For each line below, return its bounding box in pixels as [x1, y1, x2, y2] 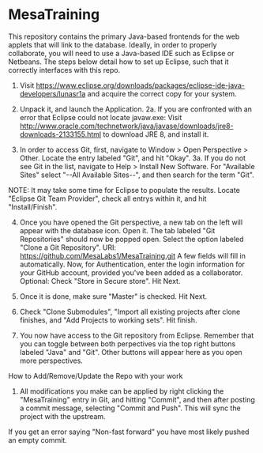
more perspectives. [19, 356, 83, 365]
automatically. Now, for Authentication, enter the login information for [19, 259, 245, 269]
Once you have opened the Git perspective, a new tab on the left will [19, 217, 243, 227]
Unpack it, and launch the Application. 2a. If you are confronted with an [19, 104, 253, 114]
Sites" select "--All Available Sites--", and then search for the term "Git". [19, 170, 254, 179]
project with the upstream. [19, 411, 106, 421]
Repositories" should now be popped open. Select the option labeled [19, 234, 244, 243]
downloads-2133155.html [19, 129, 101, 139]
